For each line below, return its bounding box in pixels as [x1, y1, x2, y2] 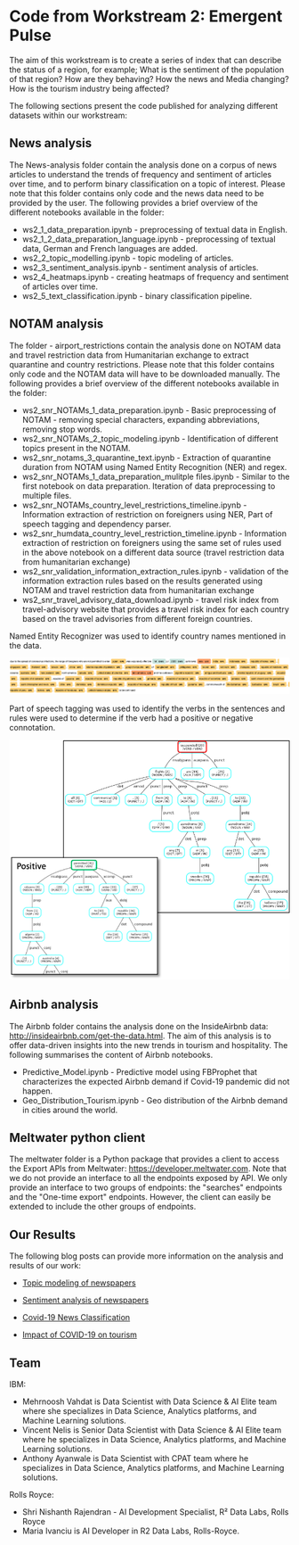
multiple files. [21, 490, 72, 500]
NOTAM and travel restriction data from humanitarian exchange [21, 584, 255, 595]
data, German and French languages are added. [21, 243, 198, 253]
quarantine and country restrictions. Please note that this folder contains [9, 359, 275, 369]
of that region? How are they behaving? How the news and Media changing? [9, 73, 289, 84]
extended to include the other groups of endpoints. [9, 1202, 197, 1212]
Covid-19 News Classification [21, 1312, 131, 1323]
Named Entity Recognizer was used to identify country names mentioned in [9, 631, 287, 641]
